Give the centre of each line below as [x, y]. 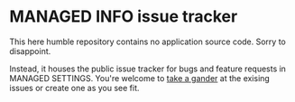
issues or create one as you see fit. [74, 88]
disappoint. [30, 51]
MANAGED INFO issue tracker [124, 17]
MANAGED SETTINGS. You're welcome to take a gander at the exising [140, 78]
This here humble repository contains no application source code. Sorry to [147, 42]
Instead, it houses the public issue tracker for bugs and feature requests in [148, 69]
